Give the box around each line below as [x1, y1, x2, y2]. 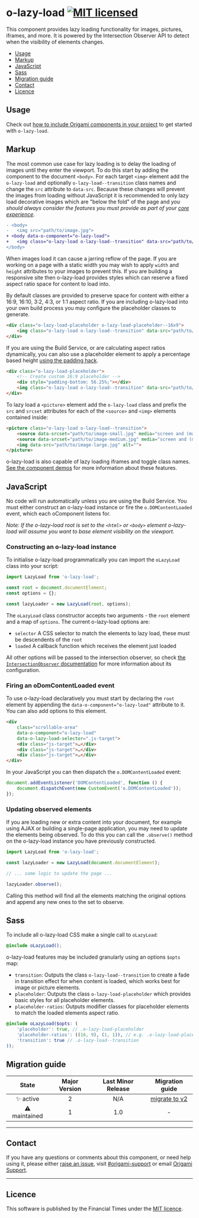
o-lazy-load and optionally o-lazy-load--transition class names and [6, 179, 176, 186]
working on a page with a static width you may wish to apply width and [6, 261, 179, 268]
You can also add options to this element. [6, 708, 107, 715]
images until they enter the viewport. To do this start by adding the [6, 167, 169, 174]
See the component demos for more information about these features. [6, 464, 178, 472]
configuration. [6, 666, 40, 673]
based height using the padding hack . [6, 357, 99, 364]
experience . [6, 211, 36, 218]
